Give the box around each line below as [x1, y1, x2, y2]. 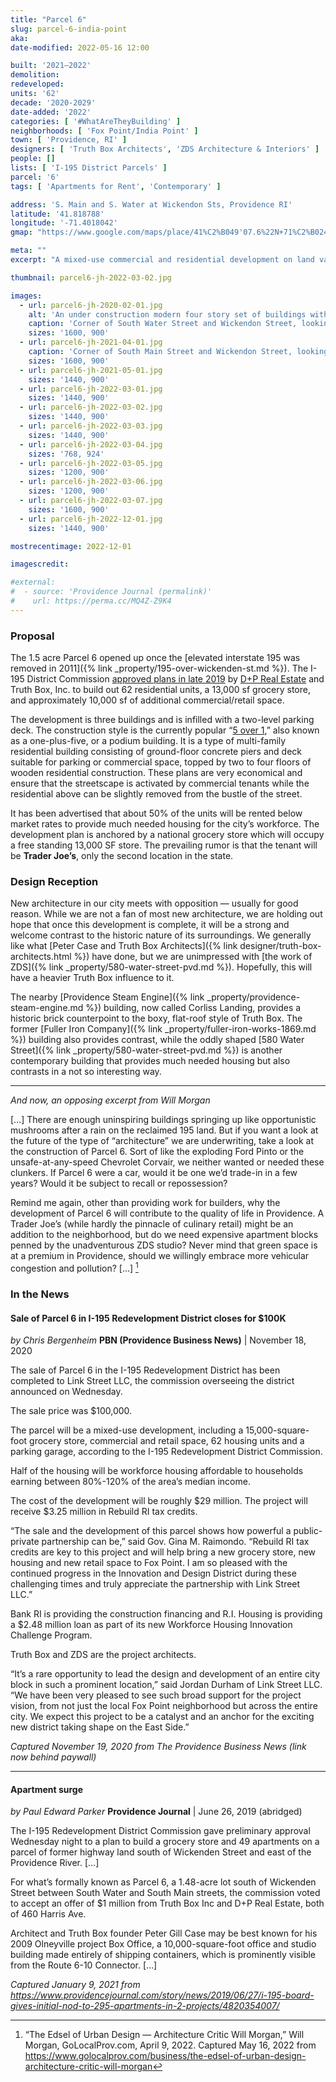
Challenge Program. [10, 1629, 93, 1641]
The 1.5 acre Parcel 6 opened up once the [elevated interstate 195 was [10, 652, 301, 664]
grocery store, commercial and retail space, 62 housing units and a [29, 1435, 305, 1447]
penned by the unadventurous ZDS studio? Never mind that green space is [10, 1239, 318, 1251]
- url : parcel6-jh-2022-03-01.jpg [19, 384, 163, 394]
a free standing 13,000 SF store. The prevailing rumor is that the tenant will [10, 839, 318, 851]
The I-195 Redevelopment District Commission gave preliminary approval [10, 1825, 311, 1837]
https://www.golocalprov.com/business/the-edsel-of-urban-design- [24, 2050, 307, 2062]
